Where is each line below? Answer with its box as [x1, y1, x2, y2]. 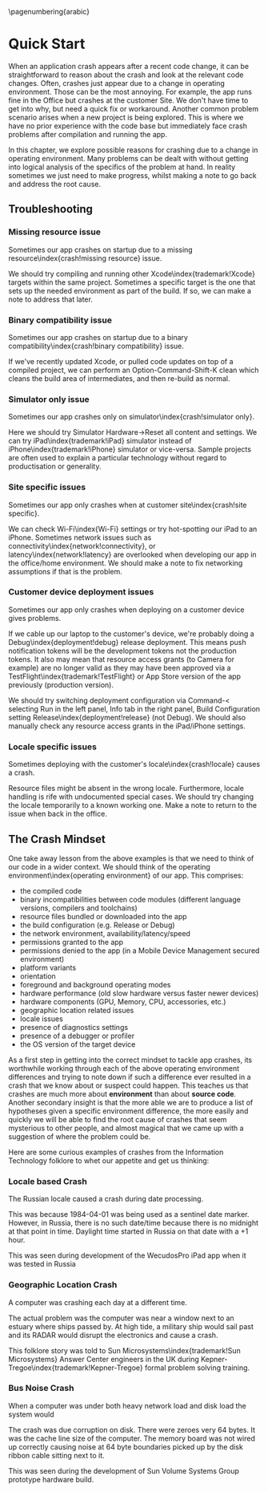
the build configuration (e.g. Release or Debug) [19, 920, 175, 930]
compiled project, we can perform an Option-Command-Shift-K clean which [8, 365, 259, 375]
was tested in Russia [8, 1259, 76, 1269]
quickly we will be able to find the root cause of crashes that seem [8, 1114, 227, 1124]
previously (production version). [8, 679, 114, 689]
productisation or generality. [8, 461, 102, 472]
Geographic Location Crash [8, 1279, 118, 1291]
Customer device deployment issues [8, 586, 154, 598]
